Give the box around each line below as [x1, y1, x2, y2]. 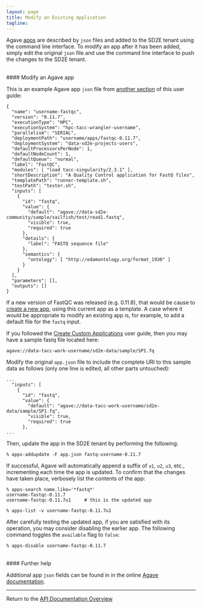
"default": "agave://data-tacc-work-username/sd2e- [28, 403, 161, 409]
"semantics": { [22, 252, 61, 258]
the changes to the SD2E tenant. [6, 55, 87, 63]
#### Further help [6, 560, 52, 567]
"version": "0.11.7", [11, 114, 66, 121]
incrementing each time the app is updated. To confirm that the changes [6, 469, 186, 476]
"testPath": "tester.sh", [11, 183, 77, 189]
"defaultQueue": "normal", [11, 156, 79, 163]
